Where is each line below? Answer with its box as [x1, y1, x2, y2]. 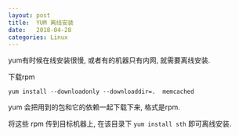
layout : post [8, 11, 51, 20]
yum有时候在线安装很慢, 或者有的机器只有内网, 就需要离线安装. [8, 55, 211, 65]
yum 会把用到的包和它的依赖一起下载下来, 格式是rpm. [8, 102, 180, 112]
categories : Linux [8, 33, 68, 41]
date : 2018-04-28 [8, 26, 72, 34]
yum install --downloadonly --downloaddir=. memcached [8, 88, 194, 96]
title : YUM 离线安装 [8, 19, 74, 27]
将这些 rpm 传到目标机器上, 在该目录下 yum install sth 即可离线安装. [8, 119, 232, 129]
